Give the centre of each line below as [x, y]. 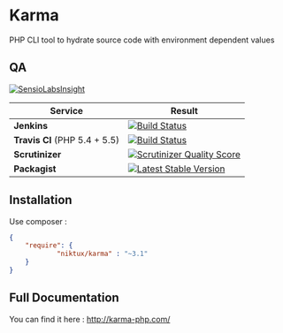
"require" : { [49, 246]
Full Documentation [64, 298]
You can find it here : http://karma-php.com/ [90, 319]
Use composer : [38, 221]
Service [67, 110]
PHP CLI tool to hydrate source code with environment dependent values [142, 40]
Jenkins [31, 125]
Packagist [35, 169]
